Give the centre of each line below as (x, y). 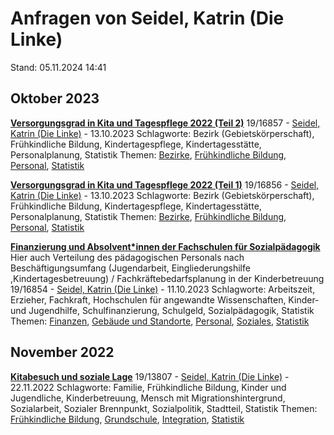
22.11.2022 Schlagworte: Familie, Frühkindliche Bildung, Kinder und (148, 387)
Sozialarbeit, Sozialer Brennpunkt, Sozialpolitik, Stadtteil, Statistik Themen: (164, 408)
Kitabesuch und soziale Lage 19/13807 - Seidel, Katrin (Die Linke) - (150, 376)
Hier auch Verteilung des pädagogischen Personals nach (127, 257)
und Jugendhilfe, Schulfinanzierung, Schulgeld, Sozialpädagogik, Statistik (162, 310)
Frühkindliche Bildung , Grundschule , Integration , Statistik (127, 419)
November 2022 (62, 352)
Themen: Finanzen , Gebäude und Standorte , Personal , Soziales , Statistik (160, 321)
